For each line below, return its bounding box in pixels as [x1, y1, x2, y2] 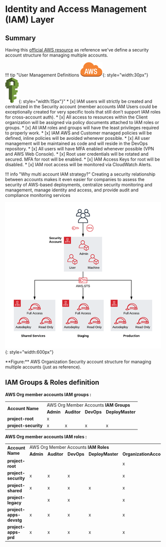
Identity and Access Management [5, 3, 147, 15]
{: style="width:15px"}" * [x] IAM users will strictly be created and [19, 98, 152, 104]
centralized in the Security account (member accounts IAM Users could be [5, 104, 158, 110]
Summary [5, 34, 36, 42]
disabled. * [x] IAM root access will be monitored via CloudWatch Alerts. [5, 162, 152, 167]
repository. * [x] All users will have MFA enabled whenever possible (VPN [5, 146, 154, 152]
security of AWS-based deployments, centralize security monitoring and [5, 182, 152, 187]
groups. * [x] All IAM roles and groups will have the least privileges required [5, 125, 159, 130]
